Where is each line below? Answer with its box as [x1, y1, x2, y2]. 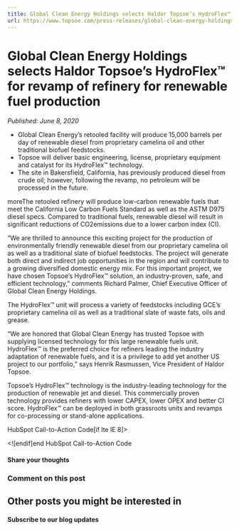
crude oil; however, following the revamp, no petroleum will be [17, 176, 201, 185]
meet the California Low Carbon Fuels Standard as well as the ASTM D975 [7, 205, 225, 214]
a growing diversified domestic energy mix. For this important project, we [7, 264, 222, 273]
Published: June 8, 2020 [7, 117, 80, 125]
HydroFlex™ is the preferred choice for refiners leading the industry [7, 345, 204, 354]
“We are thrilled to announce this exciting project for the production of [7, 234, 213, 242]
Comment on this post [7, 473, 86, 483]
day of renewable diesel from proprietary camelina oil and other [17, 138, 205, 147]
